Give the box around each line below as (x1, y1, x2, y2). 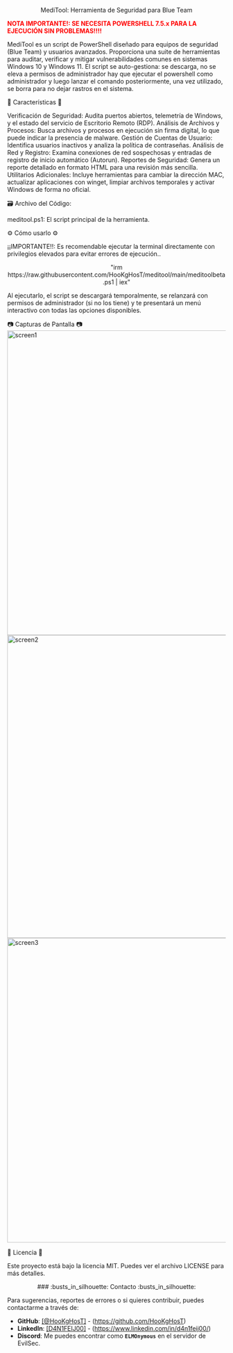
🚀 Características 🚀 (7, 98, 62, 106)
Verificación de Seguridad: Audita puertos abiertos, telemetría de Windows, (7, 111, 223, 120)
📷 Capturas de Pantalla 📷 (7, 320, 83, 328)
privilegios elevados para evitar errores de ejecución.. (7, 250, 162, 258)
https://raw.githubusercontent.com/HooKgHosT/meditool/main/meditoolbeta (8, 270, 225, 279)
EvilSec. (17, 1339, 41, 1347)
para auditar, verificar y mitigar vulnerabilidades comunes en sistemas (7, 55, 208, 63)
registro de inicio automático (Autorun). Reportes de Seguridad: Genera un (7, 156, 221, 164)
